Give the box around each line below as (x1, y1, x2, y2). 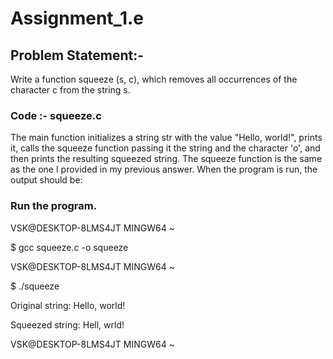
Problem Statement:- (10, 47, 145, 64)
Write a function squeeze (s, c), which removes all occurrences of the (10, 73, 298, 85)
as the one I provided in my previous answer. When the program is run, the (10, 163, 318, 176)
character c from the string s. (10, 84, 131, 96)
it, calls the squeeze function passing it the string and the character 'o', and (10, 142, 321, 154)
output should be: (10, 174, 83, 186)
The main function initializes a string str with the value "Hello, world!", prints (10, 132, 323, 144)
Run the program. (10, 199, 98, 213)
